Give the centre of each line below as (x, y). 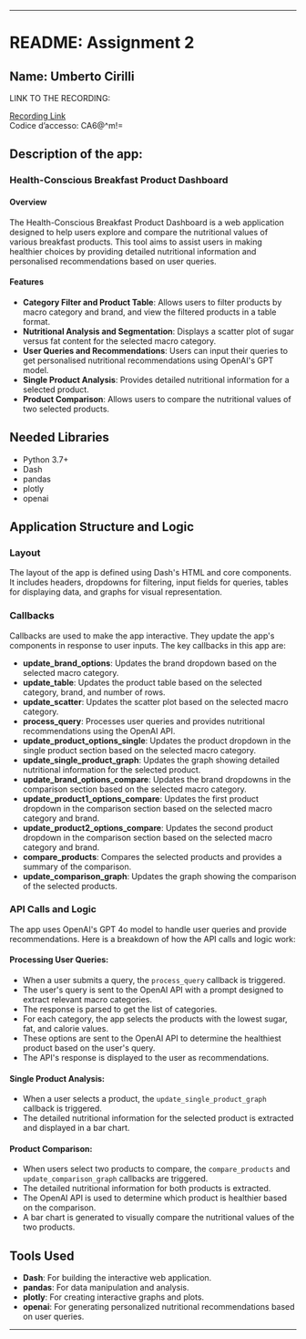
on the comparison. (59, 1208)
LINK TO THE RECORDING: (60, 98)
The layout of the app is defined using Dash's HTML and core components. (150, 573)
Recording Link (38, 116)
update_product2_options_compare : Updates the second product (148, 827)
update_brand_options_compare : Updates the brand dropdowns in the (157, 779)
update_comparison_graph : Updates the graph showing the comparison (159, 876)
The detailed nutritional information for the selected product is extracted (158, 1118)
